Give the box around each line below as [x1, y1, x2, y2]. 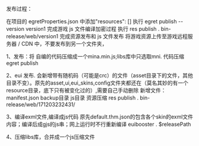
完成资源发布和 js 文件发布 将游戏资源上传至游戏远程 [59, 33, 188, 40]
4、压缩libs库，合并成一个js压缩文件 [6, 133, 95, 140]
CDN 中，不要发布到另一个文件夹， [21, 41, 108, 47]
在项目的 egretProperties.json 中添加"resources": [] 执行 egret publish [6, 18, 177, 25]
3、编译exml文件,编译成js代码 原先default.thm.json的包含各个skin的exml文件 [6, 113, 194, 120]
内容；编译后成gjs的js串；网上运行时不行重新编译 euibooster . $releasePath [6, 121, 191, 128]
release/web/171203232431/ [6, 101, 75, 108]
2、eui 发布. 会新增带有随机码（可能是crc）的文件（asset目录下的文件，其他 [6, 72, 193, 79]
